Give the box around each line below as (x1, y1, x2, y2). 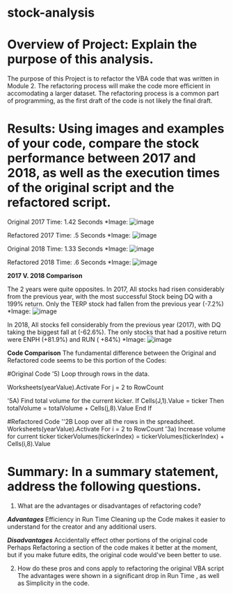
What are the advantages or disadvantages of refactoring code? (17, 502, 202, 510)
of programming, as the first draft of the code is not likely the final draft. (7, 97, 213, 105)
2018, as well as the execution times (7, 165, 220, 181)
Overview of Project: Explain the (7, 37, 198, 53)
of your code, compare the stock (7, 135, 200, 151)
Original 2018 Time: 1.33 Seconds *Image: (7, 245, 129, 253)
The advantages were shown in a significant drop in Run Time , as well (17, 572, 220, 579)
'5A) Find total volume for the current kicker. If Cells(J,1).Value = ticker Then (7, 397, 225, 405)
